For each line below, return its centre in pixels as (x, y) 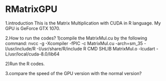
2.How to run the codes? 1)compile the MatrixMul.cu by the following (76, 38)
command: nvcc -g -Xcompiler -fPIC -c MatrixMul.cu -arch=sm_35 (74, 43)
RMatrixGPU (31, 9)
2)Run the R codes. (25, 63)
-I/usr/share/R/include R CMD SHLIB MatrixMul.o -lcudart (96, 48)
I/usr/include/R (21, 48)
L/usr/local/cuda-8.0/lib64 (32, 54)
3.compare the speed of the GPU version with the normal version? (73, 73)
